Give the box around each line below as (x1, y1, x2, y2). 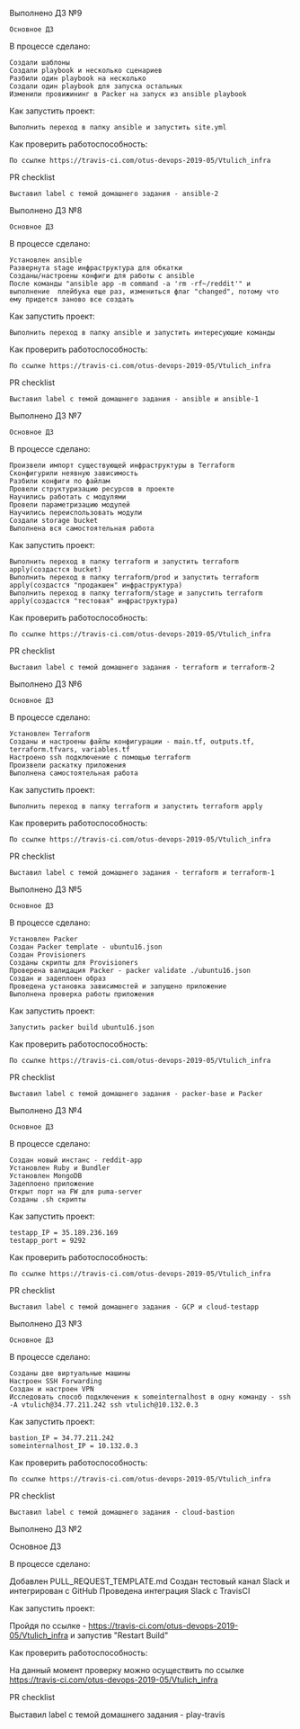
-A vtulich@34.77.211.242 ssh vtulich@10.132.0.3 (9, 1400, 199, 1409)
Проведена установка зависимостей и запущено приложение (9, 982, 227, 991)
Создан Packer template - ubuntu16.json (9, 942, 163, 951)
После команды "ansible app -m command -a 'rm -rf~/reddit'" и (9, 279, 251, 288)
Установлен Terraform (9, 729, 91, 738)
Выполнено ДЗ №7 (9, 410, 83, 421)
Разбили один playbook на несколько (9, 74, 146, 83)
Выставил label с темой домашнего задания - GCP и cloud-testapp (9, 1302, 259, 1311)
